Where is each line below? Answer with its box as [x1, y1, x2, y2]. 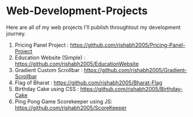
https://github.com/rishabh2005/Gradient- [83, 66, 188, 73]
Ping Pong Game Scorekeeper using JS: [14, 97, 112, 105]
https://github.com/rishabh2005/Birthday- [80, 85, 183, 92]
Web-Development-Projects [6, 4, 148, 18]
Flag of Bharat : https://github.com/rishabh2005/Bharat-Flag [14, 79, 163, 86]
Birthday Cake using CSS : [14, 85, 79, 92]
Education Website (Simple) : [14, 54, 86, 61]
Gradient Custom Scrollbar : [14, 66, 83, 73]
